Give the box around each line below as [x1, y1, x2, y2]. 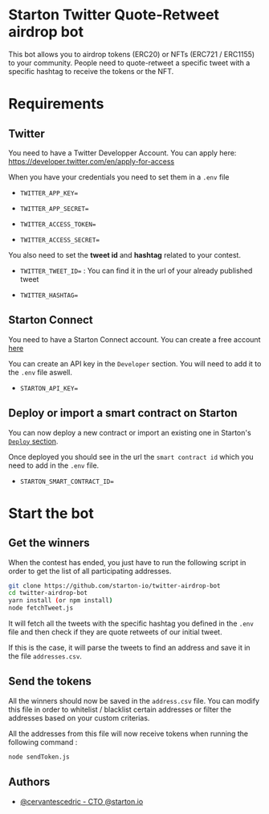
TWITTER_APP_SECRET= [19, 205, 89, 213]
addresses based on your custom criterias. [8, 713, 150, 722]
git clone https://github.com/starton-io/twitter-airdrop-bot [8, 581, 221, 589]
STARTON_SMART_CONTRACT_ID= [19, 477, 114, 486]
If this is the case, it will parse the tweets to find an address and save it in [8, 643, 251, 653]
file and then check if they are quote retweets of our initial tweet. [8, 627, 222, 637]
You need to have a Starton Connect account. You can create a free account [8, 334, 261, 344]
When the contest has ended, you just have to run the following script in [8, 557, 247, 567]
